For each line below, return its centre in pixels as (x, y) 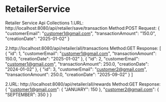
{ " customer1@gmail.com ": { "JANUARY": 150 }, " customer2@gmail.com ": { (82, 89)
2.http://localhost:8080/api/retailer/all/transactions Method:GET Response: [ (83, 48)
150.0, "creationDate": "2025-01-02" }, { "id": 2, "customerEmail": (72, 58)
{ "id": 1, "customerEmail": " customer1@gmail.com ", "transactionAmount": (81, 53)
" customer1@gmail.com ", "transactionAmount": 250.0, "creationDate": (77, 64)
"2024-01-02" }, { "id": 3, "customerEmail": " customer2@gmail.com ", (76, 69)
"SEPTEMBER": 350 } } (29, 95)
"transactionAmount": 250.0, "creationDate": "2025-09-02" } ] (69, 74)
